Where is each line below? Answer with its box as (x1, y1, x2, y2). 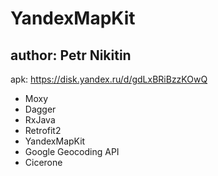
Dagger (24, 103, 57, 115)
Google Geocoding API (24, 146, 120, 157)
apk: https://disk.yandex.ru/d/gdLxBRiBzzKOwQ (10, 73, 208, 85)
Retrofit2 (24, 125, 62, 136)
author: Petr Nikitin (10, 47, 132, 64)
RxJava (24, 114, 56, 126)
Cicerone (24, 157, 63, 168)
